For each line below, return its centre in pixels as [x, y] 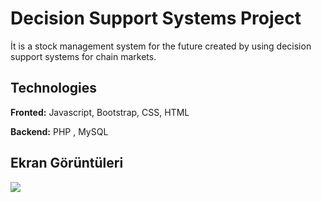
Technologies [54, 88]
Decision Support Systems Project [156, 18]
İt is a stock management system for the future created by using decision [161, 46]
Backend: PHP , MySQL [59, 131]
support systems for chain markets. [83, 56]
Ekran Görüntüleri [67, 163]
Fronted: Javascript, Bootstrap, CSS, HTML [100, 112]
